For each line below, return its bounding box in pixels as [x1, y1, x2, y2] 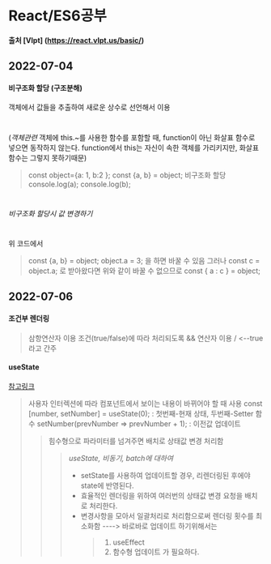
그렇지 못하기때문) [29, 152, 87, 162]
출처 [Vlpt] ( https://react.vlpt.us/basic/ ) [8, 35, 144, 45]
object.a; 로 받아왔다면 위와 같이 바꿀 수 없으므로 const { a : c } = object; [28, 266, 261, 276]
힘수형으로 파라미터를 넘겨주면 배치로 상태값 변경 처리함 [48, 436, 224, 446]
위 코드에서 [8, 238, 44, 248]
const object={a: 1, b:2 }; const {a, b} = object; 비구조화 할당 [28, 170, 227, 180]
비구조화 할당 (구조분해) [8, 83, 83, 92]
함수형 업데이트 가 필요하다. [112, 547, 200, 557]
